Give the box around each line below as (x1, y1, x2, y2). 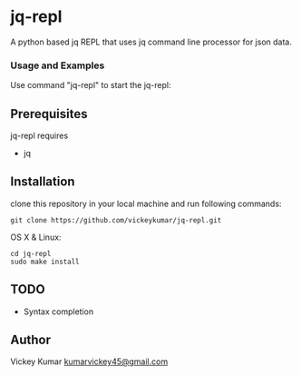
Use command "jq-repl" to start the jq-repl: (10, 80, 171, 91)
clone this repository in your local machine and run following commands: (10, 198, 282, 209)
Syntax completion (23, 306, 94, 317)
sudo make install (10, 257, 80, 266)
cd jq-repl (10, 249, 52, 258)
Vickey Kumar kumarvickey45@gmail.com (10, 356, 169, 367)
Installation (10, 174, 75, 190)
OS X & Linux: (10, 232, 62, 242)
